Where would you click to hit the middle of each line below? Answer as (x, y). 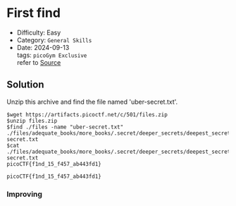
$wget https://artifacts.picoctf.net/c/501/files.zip (87, 114)
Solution (25, 85)
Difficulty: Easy (39, 32)
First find (34, 13)
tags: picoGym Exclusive (52, 55)
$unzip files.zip (32, 121)
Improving (25, 194)
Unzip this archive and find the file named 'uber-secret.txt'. (92, 102)
